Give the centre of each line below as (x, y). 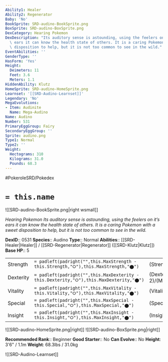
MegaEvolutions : (22, 103)
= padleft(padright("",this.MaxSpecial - (84, 300)
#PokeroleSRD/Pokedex (30, 178)
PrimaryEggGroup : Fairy (30, 126)
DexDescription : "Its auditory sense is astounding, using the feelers (81, 38)
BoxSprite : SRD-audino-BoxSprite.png (44, 29)
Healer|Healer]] (21, 245)
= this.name (30, 197)
